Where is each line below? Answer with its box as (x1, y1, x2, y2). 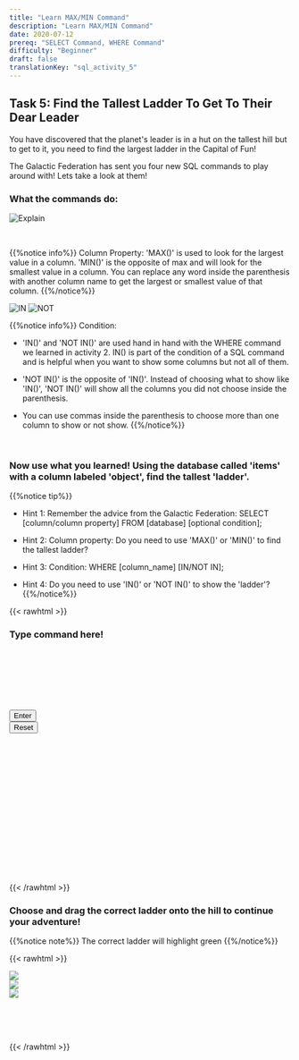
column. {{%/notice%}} (9, 285, 96, 296)
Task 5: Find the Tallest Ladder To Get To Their (9, 96, 273, 112)
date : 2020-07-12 (9, 30, 74, 38)
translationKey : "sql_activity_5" (9, 64, 138, 72)
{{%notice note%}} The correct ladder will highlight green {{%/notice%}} (9, 936, 278, 946)
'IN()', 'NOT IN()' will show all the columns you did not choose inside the (21, 383, 287, 394)
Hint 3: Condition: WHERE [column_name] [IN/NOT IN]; (21, 562, 225, 572)
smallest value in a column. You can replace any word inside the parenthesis (9, 266, 290, 277)
